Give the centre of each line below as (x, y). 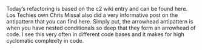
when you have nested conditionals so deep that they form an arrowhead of (101, 28)
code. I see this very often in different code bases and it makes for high (96, 34)
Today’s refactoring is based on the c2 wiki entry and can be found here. (97, 9)
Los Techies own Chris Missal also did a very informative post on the (92, 15)
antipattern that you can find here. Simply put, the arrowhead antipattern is (100, 21)
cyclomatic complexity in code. (45, 41)
